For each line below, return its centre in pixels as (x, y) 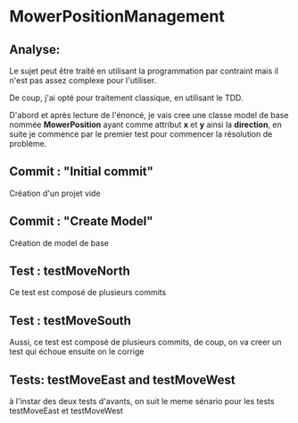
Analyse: (35, 50)
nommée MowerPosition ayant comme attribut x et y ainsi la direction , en (146, 124)
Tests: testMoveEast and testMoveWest (123, 380)
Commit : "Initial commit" (82, 172)
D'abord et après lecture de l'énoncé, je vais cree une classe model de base (149, 115)
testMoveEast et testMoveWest (66, 411)
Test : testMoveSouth (70, 321)
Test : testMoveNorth (70, 271)
